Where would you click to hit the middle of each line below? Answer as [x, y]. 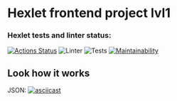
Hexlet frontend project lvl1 [89, 13]
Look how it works [49, 73]
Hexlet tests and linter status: [59, 36]
